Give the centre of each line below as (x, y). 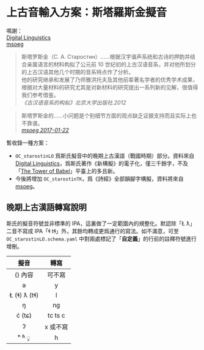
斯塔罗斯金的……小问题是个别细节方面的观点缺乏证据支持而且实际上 (106, 115)
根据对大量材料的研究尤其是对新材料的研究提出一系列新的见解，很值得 (110, 87)
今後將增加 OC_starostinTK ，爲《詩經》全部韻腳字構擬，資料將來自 (99, 179)
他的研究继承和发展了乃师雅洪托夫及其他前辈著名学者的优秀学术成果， (110, 80)
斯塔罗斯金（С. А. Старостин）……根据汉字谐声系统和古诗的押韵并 (106, 56)
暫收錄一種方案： (28, 143)
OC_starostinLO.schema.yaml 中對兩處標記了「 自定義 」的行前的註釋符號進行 (102, 239)
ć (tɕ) (24, 315)
